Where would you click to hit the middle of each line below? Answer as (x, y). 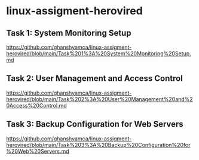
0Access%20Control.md (36, 105)
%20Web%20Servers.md (38, 151)
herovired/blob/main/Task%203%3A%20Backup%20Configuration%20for (98, 145)
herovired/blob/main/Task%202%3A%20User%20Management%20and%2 (99, 99)
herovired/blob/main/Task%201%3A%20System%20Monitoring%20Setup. (99, 54)
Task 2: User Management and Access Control (95, 79)
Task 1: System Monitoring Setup (69, 33)
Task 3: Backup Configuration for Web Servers (95, 124)
